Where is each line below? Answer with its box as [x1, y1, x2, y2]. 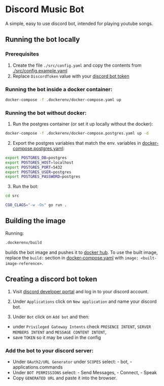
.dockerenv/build [5, 240, 42, 245]
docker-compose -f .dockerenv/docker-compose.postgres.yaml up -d [5, 131, 149, 136]
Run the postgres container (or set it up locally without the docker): [12, 121, 153, 127]
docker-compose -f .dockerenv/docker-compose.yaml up [5, 97, 122, 102]
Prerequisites [5, 50, 39, 58]
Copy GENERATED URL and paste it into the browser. [12, 375, 117, 381]
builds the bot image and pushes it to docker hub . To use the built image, [5, 249, 158, 255]
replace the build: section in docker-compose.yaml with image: [5, 254, 139, 261]
